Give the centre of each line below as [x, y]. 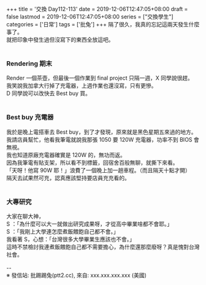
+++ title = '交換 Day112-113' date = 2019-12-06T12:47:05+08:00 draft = [97, 9]
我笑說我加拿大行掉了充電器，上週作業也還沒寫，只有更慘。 [82, 86]
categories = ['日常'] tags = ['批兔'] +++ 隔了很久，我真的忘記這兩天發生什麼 [103, 24]
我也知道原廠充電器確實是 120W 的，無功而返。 [66, 154]
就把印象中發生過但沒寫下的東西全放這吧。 [60, 40]
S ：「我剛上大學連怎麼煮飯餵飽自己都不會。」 [63, 231]
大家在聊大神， [25, 216]
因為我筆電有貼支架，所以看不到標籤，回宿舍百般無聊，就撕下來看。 [92, 162]
